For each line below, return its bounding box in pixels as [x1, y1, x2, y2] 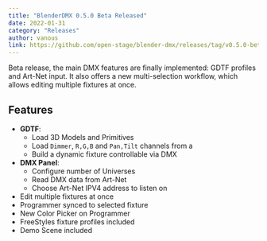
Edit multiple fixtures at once [19, 192, 114, 201]
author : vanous [8, 33, 59, 42]
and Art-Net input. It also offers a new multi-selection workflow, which [8, 72, 238, 81]
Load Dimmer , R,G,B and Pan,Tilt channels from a [31, 141, 193, 150]
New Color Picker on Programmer [19, 208, 130, 218]
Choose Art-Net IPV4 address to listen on [31, 183, 168, 192]
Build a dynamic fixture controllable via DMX [31, 149, 177, 159]
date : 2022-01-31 [8, 19, 66, 27]
